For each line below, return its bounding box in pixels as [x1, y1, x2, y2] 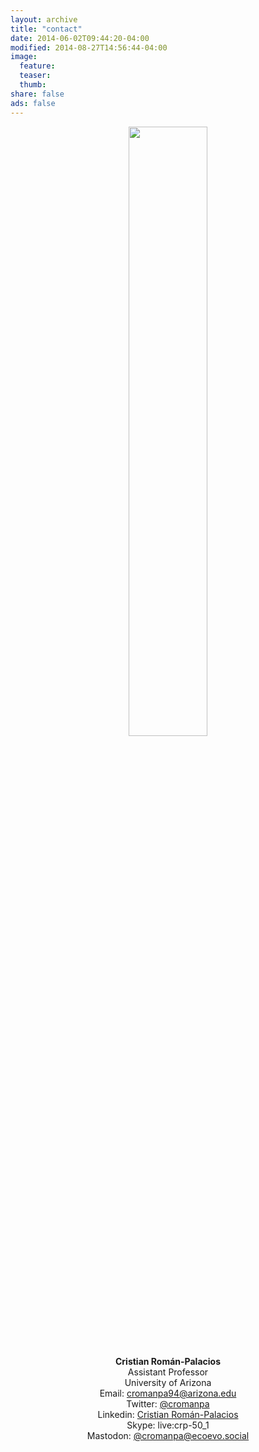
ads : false [10, 98, 56, 108]
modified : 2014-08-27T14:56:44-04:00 [10, 42, 168, 53]
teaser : [19, 71, 52, 81]
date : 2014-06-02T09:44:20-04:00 [10, 33, 150, 43]
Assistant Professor [127, 1366, 209, 1378]
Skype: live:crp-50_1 [126, 1419, 210, 1431]
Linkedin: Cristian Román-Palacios [97, 1408, 239, 1420]
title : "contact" [10, 24, 83, 34]
